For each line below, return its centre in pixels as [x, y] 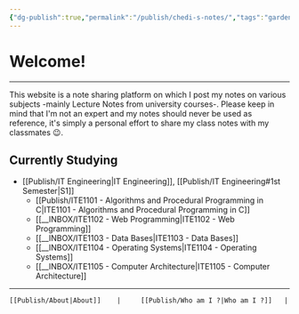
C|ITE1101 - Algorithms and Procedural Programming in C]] [143, 210]
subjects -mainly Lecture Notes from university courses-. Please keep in [142, 104]
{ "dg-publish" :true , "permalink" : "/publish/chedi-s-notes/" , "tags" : [137, 17]
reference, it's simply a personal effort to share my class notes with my [139, 123]
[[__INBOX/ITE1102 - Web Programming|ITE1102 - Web [135, 220]
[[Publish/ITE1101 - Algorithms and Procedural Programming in [149, 200]
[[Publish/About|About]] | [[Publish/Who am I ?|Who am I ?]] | [149, 301]
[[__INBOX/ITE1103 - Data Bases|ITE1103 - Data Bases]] [137, 238]
